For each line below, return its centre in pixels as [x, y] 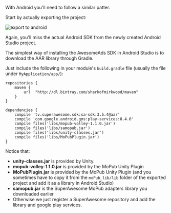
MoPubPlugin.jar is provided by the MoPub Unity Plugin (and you [82, 172]
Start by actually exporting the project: [46, 17]
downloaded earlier [33, 194]
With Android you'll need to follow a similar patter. [58, 7]
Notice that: [18, 151]
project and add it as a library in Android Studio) [63, 183]
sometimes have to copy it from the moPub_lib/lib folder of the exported [89, 177]
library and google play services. [47, 205]
